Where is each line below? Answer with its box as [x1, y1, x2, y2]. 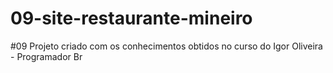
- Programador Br [10, 50, 83, 62]
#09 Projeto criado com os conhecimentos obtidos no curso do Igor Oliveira [10, 40, 323, 52]
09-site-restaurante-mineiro [10, 7, 253, 30]
